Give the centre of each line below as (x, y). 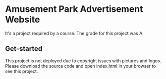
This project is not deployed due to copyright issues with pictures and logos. (83, 61)
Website (23, 20)
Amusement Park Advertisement (74, 9)
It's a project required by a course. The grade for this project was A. (74, 33)
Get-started (24, 49)
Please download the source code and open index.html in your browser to (81, 66)
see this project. (22, 71)
